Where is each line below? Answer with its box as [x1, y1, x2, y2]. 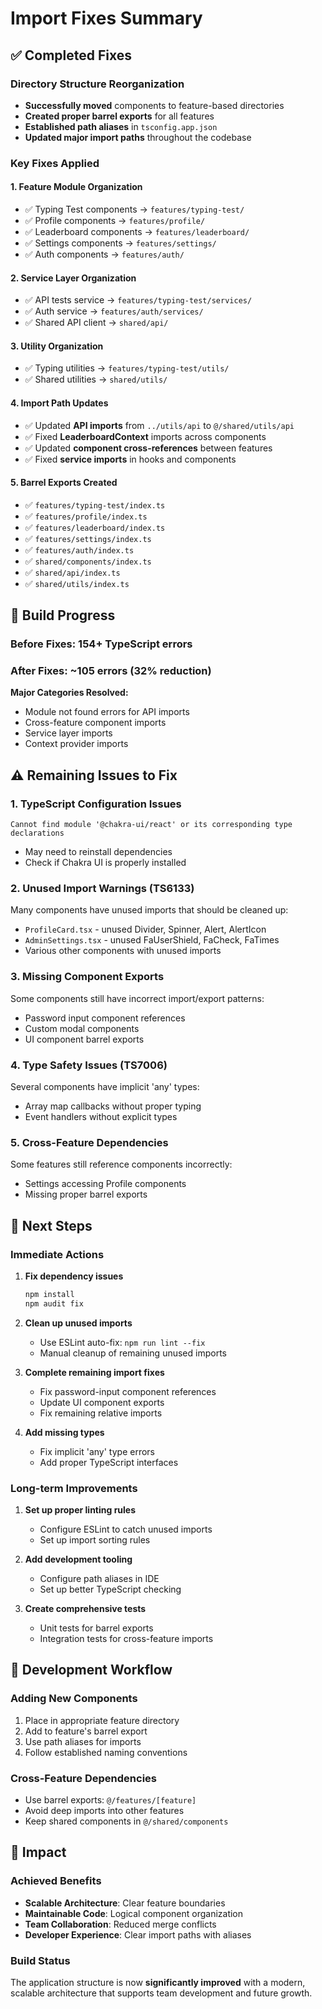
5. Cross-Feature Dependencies [10, 1135, 169, 1149]
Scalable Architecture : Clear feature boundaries [24, 1897, 226, 1909]
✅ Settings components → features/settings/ [24, 237, 217, 249]
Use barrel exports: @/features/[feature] [24, 1794, 197, 1806]
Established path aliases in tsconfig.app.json [24, 120, 218, 132]
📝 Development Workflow [10, 1662, 173, 1679]
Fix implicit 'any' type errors [39, 1445, 156, 1457]
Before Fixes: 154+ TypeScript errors [10, 637, 193, 651]
